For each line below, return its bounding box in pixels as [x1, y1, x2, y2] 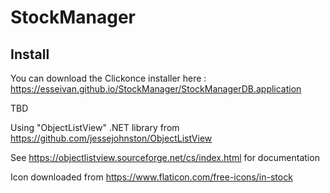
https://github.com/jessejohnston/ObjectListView [10, 132, 213, 144]
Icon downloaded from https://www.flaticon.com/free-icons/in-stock [10, 171, 293, 183]
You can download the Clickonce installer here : [10, 72, 207, 84]
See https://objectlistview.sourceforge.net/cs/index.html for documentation [10, 152, 320, 163]
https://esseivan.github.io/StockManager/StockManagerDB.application [10, 83, 302, 95]
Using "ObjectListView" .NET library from [10, 122, 180, 133]
